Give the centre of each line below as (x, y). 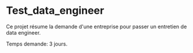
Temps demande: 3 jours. (37, 44)
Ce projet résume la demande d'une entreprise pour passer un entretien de (96, 26)
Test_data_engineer (55, 11)
